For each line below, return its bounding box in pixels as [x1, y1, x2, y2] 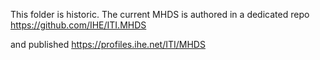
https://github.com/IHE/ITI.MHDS [10, 19, 147, 31]
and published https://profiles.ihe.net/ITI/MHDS [10, 39, 206, 50]
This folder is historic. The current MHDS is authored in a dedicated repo [10, 9, 310, 20]
